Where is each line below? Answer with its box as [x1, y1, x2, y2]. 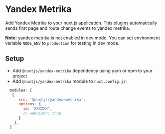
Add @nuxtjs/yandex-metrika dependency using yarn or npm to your [12, 67, 153, 73]
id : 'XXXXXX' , [23, 106, 52, 111]
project [12, 73, 27, 79]
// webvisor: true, [23, 111, 64, 116]
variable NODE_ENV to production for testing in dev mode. [5, 40, 120, 46]
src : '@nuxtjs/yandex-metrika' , [18, 97, 86, 102]
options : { [18, 102, 41, 107]
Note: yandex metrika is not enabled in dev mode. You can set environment [5, 35, 161, 41]
